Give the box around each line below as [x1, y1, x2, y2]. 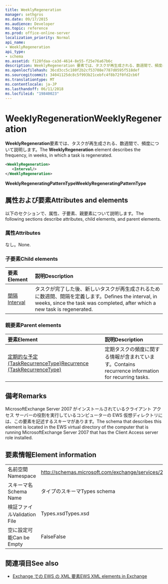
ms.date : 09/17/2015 [5, 17, 48, 22]
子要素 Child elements [5, 255, 58, 262]
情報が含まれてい [109, 353, 150, 360]
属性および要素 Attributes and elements [5, 196, 128, 205]
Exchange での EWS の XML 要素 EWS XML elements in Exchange [12, 573, 147, 579]
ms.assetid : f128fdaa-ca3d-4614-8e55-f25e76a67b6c [5, 59, 113, 64]
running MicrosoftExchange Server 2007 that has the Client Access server [5, 429, 158, 435]
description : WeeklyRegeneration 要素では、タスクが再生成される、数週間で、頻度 [5, 63, 162, 68]
